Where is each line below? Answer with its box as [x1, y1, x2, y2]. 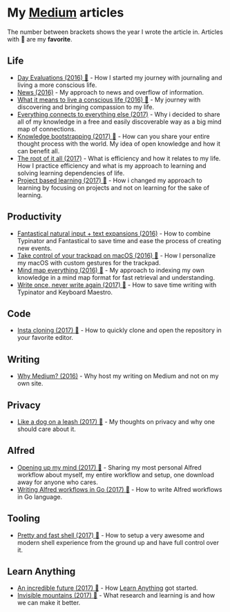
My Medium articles [7, 5, 124, 21]
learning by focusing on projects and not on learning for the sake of [17, 183, 209, 191]
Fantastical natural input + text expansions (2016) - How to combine [17, 229, 211, 238]
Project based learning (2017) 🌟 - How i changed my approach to [17, 176, 202, 184]
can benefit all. [17, 146, 60, 155]
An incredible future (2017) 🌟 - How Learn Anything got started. [17, 584, 198, 592]
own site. [17, 379, 44, 388]
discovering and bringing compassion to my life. [17, 102, 155, 111]
